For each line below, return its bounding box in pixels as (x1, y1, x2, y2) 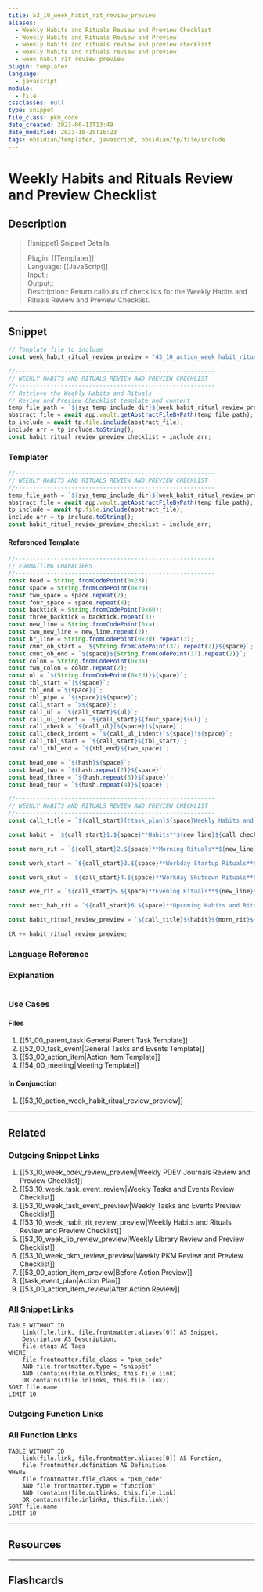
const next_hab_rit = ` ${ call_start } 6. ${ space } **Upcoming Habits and (8, 902, 240, 910)
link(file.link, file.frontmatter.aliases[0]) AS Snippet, (22, 1328, 219, 1337)
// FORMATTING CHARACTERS (8, 562, 92, 570)
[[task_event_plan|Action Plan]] (19, 1276, 121, 1286)
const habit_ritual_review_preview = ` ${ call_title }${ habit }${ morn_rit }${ (8, 916, 258, 924)
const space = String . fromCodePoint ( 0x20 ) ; (8, 584, 153, 592)
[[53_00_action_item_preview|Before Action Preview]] (19, 1268, 193, 1277)
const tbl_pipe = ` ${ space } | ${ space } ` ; (8, 693, 139, 701)
